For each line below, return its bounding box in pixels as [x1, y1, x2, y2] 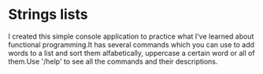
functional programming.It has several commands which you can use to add [8, 39, 254, 49]
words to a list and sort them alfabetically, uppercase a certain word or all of [8, 48, 255, 57]
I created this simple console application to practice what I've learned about [8, 31, 254, 41]
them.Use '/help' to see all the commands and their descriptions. [8, 57, 218, 66]
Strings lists [8, 6, 88, 24]
